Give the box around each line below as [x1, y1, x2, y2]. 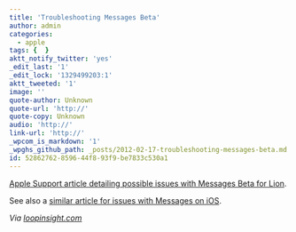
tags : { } [9, 46, 50, 55]
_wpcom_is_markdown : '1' [9, 137, 101, 146]
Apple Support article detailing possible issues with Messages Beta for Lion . [9, 178, 287, 188]
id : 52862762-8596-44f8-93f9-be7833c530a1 [9, 153, 168, 163]
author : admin [9, 21, 62, 30]
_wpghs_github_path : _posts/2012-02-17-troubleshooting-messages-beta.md [9, 145, 288, 154]
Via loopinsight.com [9, 212, 82, 223]
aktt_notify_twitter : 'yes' [9, 54, 113, 63]
